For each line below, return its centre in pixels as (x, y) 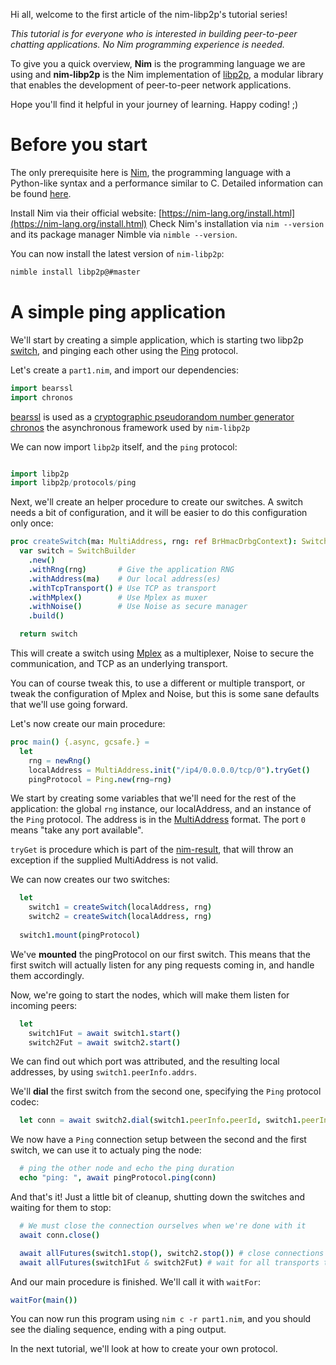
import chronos (42, 397)
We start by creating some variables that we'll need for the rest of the (153, 798)
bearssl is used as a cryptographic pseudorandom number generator (152, 416)
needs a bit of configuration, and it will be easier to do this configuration (159, 513)
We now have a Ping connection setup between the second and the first (158, 1140)
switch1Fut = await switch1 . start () (105, 1033)
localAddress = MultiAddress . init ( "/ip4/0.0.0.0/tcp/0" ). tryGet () (169, 770)
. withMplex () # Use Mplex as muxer (118, 597)
